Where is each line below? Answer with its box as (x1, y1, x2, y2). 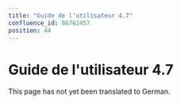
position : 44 (8, 26, 52, 34)
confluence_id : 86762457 (8, 19, 90, 27)
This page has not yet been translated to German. (8, 87, 171, 96)
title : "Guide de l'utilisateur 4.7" (8, 11, 133, 20)
